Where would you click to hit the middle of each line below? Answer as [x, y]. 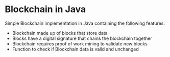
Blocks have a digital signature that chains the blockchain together [82, 38]
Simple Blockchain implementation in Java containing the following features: [85, 23]
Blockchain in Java [45, 9]
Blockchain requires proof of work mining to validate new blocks [80, 43]
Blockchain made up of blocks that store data [60, 33]
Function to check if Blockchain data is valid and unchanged [75, 49]
